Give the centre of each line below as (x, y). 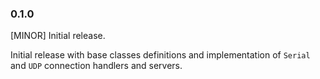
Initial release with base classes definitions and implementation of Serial (160, 55)
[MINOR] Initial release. (58, 36)
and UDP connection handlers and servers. (96, 66)
